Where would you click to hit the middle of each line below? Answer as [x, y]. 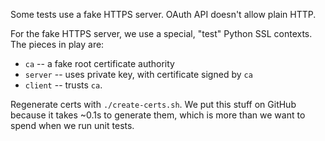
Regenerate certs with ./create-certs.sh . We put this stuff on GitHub [153, 104]
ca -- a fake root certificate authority [99, 63]
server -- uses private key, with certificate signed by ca [138, 74]
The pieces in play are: [57, 44]
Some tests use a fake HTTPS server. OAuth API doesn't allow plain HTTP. [163, 14]
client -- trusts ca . [63, 85]
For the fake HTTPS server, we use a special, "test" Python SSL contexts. [161, 33]
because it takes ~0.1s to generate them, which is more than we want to [158, 115]
